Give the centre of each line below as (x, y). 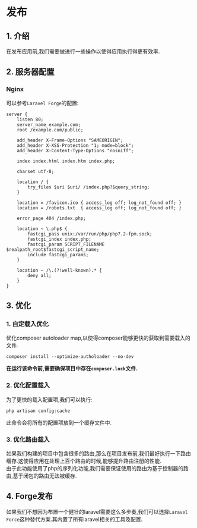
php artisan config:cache (38, 411)
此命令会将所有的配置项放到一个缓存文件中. (59, 422)
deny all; (39, 275)
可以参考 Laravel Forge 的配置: (42, 103)
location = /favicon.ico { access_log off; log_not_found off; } (99, 203)
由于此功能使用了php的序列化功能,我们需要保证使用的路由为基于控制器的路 (97, 468)
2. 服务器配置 (30, 72)
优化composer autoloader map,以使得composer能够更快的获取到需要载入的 (99, 338)
